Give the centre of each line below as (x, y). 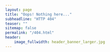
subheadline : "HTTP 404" (31, 19)
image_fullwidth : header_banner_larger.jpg (60, 42)
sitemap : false (21, 28)
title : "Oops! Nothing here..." (38, 14)
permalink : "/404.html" (30, 33)
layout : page (19, 10)
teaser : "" (16, 24)
